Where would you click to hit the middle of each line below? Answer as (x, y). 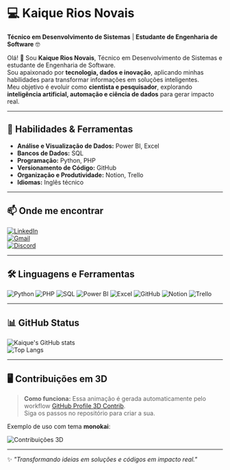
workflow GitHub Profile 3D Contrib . (75, 406)
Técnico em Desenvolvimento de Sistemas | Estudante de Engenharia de (112, 37)
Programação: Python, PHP (56, 160)
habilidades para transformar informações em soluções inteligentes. (103, 79)
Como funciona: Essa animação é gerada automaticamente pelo (115, 399)
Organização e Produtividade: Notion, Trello (80, 174)
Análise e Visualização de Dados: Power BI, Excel (88, 146)
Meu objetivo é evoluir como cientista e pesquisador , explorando (100, 87)
